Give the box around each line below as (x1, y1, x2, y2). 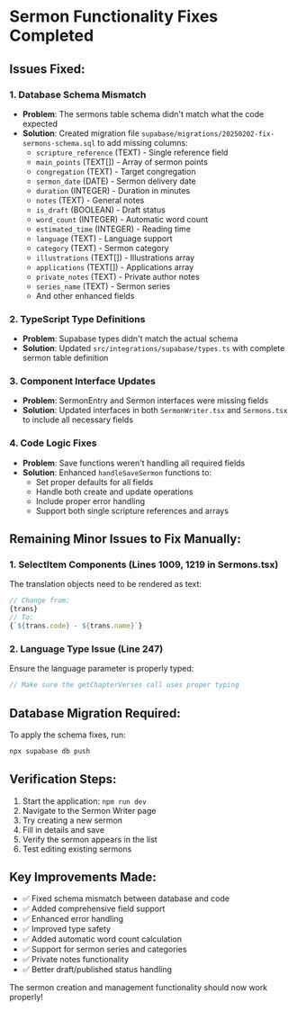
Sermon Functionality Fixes (9, 6, 219, 27)
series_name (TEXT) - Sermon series (35, 281, 171, 292)
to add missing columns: (97, 137, 188, 148)
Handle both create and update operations (35, 486, 193, 497)
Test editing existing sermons (22, 844, 132, 854)
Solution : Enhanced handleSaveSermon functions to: (22, 466, 212, 478)
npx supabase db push (9, 746, 91, 755)
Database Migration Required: (9, 705, 182, 721)
